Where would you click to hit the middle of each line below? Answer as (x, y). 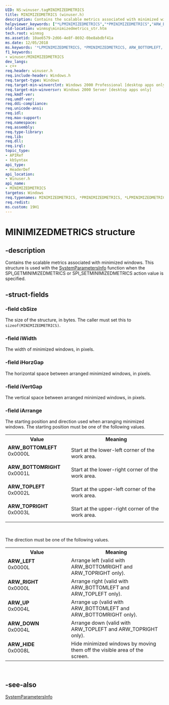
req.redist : (18, 202)
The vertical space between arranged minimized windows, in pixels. (75, 397)
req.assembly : (20, 127)
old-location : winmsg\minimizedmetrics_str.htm (56, 29)
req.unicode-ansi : (24, 109)
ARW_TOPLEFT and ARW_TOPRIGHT (115, 629)
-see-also (21, 685)
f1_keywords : (19, 52)
